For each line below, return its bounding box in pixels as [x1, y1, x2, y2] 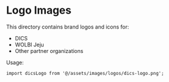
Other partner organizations [14, 47, 84, 54]
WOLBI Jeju [14, 41, 44, 48]
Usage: [6, 59, 24, 66]
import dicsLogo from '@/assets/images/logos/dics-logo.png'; [6, 70, 164, 76]
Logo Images [6, 4, 72, 17]
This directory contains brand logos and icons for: [6, 23, 130, 30]
